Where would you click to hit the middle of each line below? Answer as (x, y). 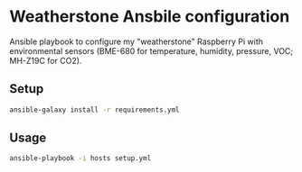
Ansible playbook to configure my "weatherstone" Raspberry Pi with (137, 41)
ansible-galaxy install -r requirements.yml (94, 110)
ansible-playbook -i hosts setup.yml (80, 158)
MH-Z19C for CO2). (46, 60)
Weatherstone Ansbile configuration (150, 17)
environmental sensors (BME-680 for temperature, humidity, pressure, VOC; (151, 50)
